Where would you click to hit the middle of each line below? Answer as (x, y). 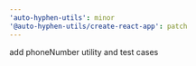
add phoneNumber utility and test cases (84, 52)
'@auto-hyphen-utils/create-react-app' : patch (98, 26)
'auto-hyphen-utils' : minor (62, 18)
